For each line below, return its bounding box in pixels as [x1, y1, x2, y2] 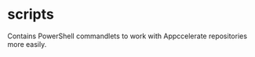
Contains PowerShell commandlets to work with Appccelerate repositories [7, 31, 248, 41]
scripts [7, 5, 54, 23]
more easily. [7, 39, 47, 48]
